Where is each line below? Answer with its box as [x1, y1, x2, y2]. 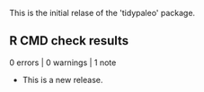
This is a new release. [22, 74, 103, 85]
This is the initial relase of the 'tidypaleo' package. [9, 8, 196, 18]
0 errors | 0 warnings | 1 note [9, 57, 117, 68]
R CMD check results [9, 33, 129, 48]
